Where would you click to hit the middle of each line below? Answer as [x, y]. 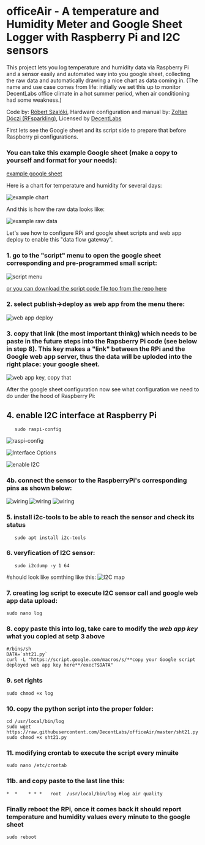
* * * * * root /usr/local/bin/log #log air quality [85, 793]
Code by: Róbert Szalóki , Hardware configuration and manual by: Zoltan [97, 112]
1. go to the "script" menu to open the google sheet [84, 256]
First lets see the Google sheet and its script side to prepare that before [96, 130]
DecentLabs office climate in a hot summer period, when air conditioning [98, 93]
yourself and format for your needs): [62, 160]
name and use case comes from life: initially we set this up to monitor [94, 86]
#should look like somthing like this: [51, 577]
